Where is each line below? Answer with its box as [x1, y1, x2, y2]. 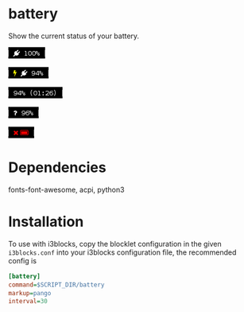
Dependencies [8, 158, 107, 177]
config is [8, 255, 37, 265]
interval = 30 [8, 298, 48, 306]
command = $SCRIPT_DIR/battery [8, 280, 105, 289]
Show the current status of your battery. [8, 31, 140, 41]
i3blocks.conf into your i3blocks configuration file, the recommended [8, 248, 237, 257]
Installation [8, 213, 84, 231]
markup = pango [8, 289, 52, 297]
